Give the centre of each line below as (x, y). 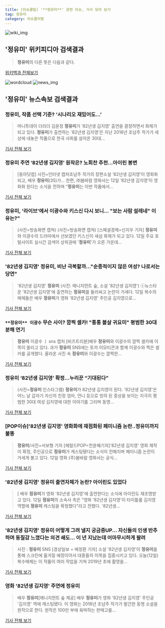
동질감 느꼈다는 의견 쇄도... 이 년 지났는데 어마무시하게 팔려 (81, 538)
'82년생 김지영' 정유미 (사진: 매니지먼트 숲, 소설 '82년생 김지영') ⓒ (81, 285)
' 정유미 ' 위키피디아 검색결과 (45, 49)
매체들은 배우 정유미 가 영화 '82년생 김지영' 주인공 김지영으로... (77, 298)
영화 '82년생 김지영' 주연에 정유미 (42, 586)
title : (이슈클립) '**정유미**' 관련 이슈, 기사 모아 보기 (58, 10)
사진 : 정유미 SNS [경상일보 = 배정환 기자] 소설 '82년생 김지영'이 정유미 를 (87, 549)
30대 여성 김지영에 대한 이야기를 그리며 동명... (70, 402)
